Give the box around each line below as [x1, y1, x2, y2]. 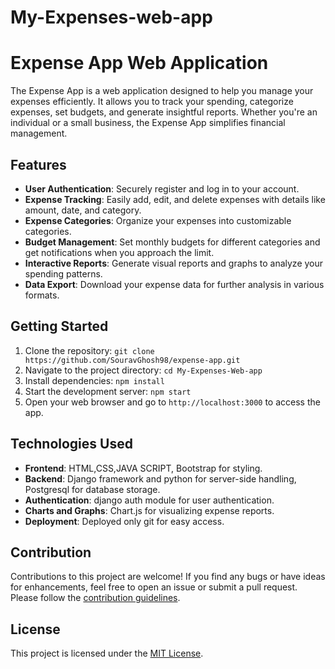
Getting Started [10, 318, 109, 335]
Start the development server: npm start [24, 385, 192, 397]
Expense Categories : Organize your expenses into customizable [24, 214, 292, 226]
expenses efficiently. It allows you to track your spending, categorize [10, 96, 294, 108]
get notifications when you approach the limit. [24, 246, 215, 258]
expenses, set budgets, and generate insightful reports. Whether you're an [10, 106, 318, 118]
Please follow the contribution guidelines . [10, 592, 181, 604]
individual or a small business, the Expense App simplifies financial [10, 117, 286, 129]
